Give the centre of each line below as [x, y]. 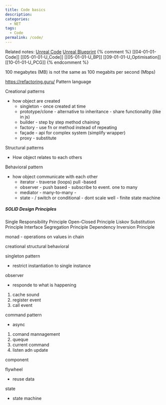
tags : [11, 28]
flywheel [14, 369]
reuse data [23, 379]
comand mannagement [36, 334]
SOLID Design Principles [31, 209]
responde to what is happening [44, 285]
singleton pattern [23, 256]
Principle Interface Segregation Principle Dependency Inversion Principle [80, 227]
